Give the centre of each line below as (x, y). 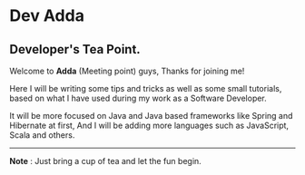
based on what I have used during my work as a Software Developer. (138, 98)
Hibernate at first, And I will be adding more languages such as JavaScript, (149, 125)
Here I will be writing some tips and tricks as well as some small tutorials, (146, 88)
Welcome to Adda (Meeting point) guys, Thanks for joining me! (127, 71)
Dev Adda (47, 16)
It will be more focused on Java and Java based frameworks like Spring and (151, 116)
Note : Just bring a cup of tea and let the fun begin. (105, 161)
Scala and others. (42, 135)
